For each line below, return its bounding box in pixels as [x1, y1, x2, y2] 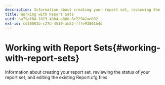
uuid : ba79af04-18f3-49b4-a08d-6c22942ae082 [5, 16, 98, 21]
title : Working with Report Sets [5, 12, 74, 17]
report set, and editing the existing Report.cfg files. [5, 75, 109, 81]
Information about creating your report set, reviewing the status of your [5, 69, 150, 75]
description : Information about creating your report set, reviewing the [5, 7, 161, 12]
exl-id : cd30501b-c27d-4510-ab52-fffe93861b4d [5, 21, 103, 26]
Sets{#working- [93, 42, 161, 53]
